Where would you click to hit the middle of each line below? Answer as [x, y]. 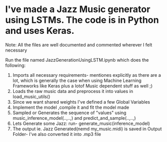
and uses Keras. [40, 31]
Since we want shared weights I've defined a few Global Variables [81, 102]
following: [15, 65]
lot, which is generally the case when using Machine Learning [77, 80]
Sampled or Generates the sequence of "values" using [69, 113]
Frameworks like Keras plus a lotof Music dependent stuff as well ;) [82, 86]
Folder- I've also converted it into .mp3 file [57, 134]
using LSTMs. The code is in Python [82, 20]
